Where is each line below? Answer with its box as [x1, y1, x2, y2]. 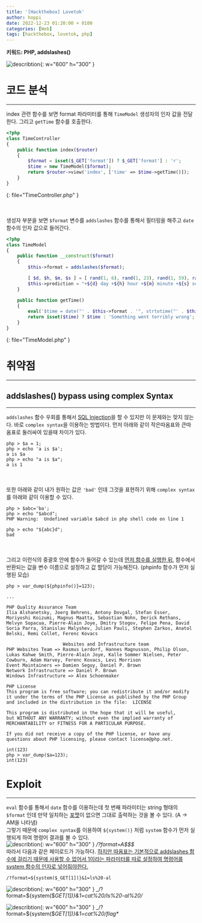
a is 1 [6, 461, 23, 468]
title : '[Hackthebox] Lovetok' [6, 8, 85, 15]
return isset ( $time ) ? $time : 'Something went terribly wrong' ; [28, 314, 195, 320]
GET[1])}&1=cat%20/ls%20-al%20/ [55, 892, 143, 899]
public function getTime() [17, 297, 85, 303]
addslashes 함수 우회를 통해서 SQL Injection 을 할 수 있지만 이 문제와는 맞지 [6, 413, 183, 420]
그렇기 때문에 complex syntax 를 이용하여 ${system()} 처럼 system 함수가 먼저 [6, 826, 189, 833]
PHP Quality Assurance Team [6, 604, 77, 610]
